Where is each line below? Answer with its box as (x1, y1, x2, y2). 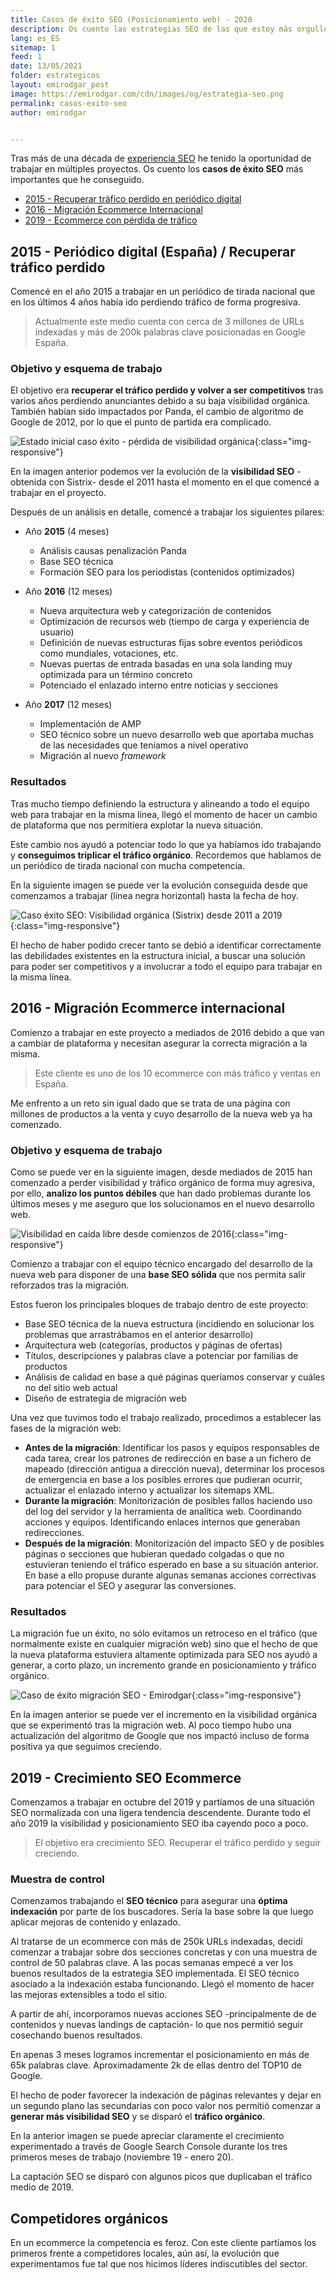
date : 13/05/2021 (10, 61, 83, 71)
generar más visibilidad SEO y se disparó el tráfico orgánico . (10, 2111, 266, 2123)
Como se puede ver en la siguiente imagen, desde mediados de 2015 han (10, 1166, 313, 1178)
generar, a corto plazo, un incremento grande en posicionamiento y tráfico (10, 1659, 317, 1671)
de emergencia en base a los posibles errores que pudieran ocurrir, (24, 1473, 303, 1485)
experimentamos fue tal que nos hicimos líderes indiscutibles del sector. (10, 2258, 308, 2270)
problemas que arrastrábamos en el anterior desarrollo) (24, 1328, 254, 1340)
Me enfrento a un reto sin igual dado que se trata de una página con (10, 1097, 291, 1109)
